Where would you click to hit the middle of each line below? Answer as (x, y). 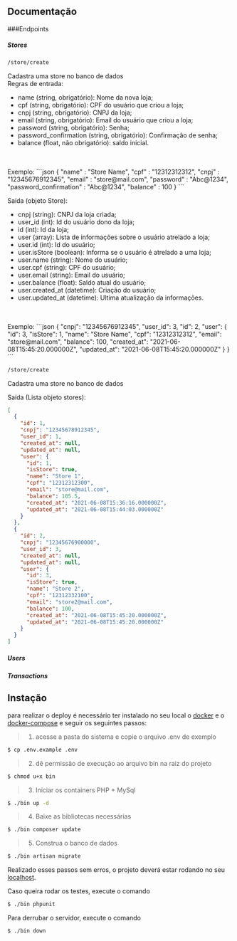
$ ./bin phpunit (31, 904)
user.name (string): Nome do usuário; (73, 260)
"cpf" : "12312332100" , (60, 596)
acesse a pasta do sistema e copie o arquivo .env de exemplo (126, 737)
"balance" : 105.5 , (53, 496)
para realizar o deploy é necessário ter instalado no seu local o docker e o (116, 715)
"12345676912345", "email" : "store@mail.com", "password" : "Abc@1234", (118, 179)
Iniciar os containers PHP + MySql (85, 790)
